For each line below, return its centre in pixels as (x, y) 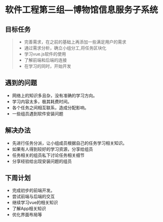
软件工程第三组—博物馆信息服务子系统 (82, 10)
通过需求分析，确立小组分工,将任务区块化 (65, 48)
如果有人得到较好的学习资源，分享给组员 (52, 149)
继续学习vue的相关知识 (35, 203)
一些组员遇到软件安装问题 (38, 113)
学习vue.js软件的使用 (45, 54)
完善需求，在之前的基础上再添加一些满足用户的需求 (75, 42)
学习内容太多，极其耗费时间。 (42, 101)
